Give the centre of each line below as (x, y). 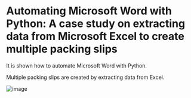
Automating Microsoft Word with (89, 11)
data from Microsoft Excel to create (95, 36)
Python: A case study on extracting (96, 24)
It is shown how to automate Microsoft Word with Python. (77, 65)
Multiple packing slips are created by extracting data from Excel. (85, 77)
